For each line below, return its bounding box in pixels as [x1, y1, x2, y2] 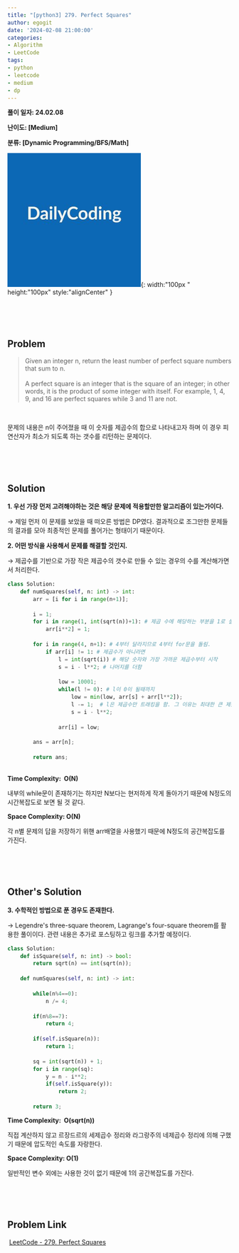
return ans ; [33, 754, 69, 761]
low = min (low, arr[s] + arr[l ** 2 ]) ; [70, 693, 183, 701]
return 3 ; [33, 1103, 62, 1110]
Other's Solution [7, 886, 82, 898]
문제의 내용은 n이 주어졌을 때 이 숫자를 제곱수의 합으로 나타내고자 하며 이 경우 [7, 423, 222, 432]
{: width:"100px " [141, 281, 191, 289]
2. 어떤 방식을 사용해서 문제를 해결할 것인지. [7, 541, 128, 550]
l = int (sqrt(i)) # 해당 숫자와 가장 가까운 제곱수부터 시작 [58, 655, 218, 663]
